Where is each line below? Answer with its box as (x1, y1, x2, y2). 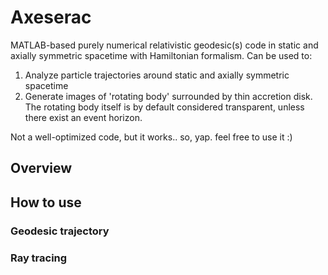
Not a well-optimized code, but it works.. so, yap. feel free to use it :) (10, 131, 293, 143)
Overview (10, 160, 73, 177)
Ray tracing (10, 251, 68, 265)
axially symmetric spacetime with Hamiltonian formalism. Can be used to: (10, 49, 313, 61)
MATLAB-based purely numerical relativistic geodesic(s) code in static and (10, 39, 319, 51)
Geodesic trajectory (10, 224, 110, 238)
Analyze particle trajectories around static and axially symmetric (24, 69, 290, 81)
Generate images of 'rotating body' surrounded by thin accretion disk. (24, 90, 313, 102)
